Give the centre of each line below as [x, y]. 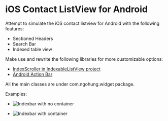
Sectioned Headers [33, 38]
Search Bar [24, 44]
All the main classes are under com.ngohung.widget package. [70, 84]
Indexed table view [32, 49]
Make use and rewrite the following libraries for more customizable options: [84, 59]
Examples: [16, 94]
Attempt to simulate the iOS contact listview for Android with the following [82, 23]
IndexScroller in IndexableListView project [56, 69]
